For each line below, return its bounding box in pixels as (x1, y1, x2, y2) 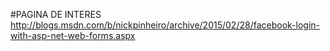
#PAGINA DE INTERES (10, 9, 102, 20)
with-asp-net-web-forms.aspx (10, 30, 136, 41)
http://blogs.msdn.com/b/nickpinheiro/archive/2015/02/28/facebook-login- (10, 19, 320, 31)
